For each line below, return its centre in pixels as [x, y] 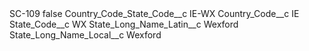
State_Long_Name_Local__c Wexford [85, 35]
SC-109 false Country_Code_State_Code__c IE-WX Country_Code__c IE [154, 13]
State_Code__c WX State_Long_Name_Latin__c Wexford [124, 24]
